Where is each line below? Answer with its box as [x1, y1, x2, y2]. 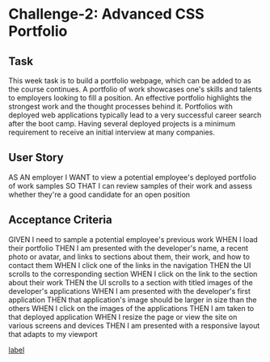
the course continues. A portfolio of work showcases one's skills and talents [8, 84, 263, 94]
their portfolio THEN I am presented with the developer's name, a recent [8, 243, 249, 253]
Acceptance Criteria [8, 213, 112, 227]
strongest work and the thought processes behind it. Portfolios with [8, 102, 233, 111]
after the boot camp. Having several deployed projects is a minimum [8, 119, 236, 128]
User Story [8, 151, 64, 164]
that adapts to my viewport [8, 329, 99, 339]
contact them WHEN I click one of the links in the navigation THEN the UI [8, 260, 251, 270]
